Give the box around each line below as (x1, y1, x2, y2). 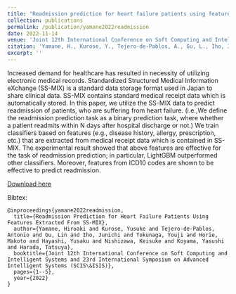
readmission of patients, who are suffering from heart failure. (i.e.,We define (7, 106, 228, 115)
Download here (7, 179, 51, 188)
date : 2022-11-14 (7, 30, 58, 37)
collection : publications (7, 17, 83, 24)
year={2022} (13, 274, 49, 281)
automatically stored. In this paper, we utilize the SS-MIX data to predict (7, 98, 216, 107)
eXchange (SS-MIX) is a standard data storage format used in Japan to (7, 84, 213, 92)
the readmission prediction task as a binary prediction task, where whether (7, 113, 224, 122)
